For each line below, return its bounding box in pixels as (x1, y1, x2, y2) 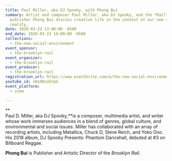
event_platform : (5, 84, 40, 89)
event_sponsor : (5, 46, 38, 51)
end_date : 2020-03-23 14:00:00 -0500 (5, 31, 86, 36)
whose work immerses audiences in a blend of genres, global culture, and (5, 118, 161, 124)
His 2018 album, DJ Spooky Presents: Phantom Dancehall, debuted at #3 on (5, 134, 165, 140)
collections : (5, 36, 33, 42)
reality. (10, 22, 29, 27)
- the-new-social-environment (10, 41, 74, 46)
